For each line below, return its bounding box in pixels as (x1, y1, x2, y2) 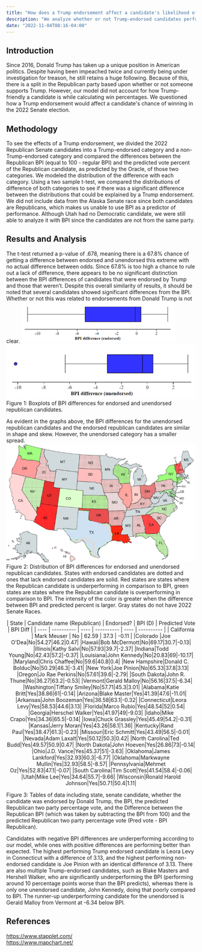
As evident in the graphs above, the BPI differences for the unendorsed (6, 418, 183, 425)
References (6, 916, 50, 927)
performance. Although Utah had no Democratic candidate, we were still (6, 210, 186, 217)
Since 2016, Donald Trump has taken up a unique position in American (6, 61, 180, 69)
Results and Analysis (6, 234, 87, 244)
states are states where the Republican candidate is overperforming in (6, 588, 180, 596)
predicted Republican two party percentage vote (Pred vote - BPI (6, 816, 167, 824)
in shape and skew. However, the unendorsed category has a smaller (6, 431, 177, 438)
